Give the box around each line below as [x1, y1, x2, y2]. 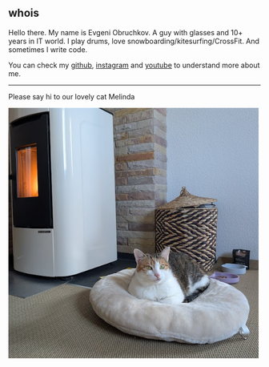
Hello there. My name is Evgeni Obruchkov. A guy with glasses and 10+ [8, 27, 243, 37]
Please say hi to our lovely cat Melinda [8, 91, 135, 101]
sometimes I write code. [8, 44, 88, 54]
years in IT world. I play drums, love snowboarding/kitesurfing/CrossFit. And [8, 36, 260, 46]
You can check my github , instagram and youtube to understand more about [8, 60, 260, 70]
